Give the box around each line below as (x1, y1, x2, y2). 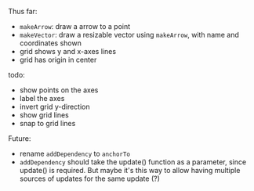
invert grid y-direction (19, 102, 90, 111)
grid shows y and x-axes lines (19, 47, 116, 56)
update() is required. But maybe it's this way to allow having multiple (19, 166, 241, 175)
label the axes (19, 94, 65, 103)
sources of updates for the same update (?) (19, 174, 161, 183)
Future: (8, 134, 31, 143)
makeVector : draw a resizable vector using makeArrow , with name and (19, 31, 239, 39)
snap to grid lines (19, 119, 76, 128)
